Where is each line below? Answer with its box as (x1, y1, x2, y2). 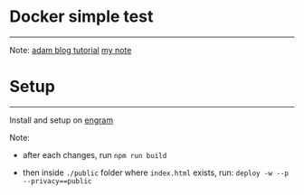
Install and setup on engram (9, 115, 114, 125)
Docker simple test (9, 6, 154, 27)
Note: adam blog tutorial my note (9, 44, 132, 55)
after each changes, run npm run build (22, 149, 167, 160)
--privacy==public (22, 176, 92, 186)
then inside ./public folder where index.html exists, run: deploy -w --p (22, 167, 290, 178)
